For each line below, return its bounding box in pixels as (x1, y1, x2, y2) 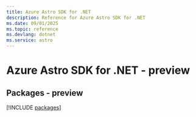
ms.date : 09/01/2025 (6, 20, 59, 26)
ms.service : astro (6, 37, 53, 43)
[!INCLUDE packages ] (6, 104, 61, 111)
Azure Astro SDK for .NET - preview (6, 63, 191, 77)
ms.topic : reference (6, 26, 59, 32)
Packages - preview (6, 88, 83, 98)
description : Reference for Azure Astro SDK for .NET (6, 15, 146, 21)
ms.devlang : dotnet (6, 32, 56, 38)
